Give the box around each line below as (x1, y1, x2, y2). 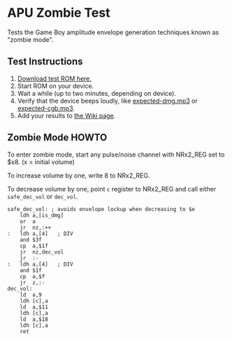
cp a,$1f (20, 242, 49, 249)
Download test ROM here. (17, 74, 92, 82)
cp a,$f (20, 273, 45, 280)
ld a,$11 (20, 303, 49, 310)
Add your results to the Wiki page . (17, 111, 116, 119)
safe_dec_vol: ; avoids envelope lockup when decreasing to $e (7, 205, 196, 212)
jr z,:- (20, 279, 45, 286)
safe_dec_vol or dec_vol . (7, 192, 78, 201)
